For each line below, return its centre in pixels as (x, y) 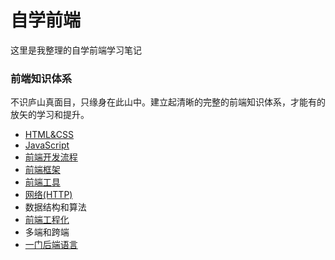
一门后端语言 (51, 245)
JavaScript (47, 145)
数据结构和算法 (55, 207)
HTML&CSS (49, 135)
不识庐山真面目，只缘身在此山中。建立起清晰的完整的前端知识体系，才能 (159, 102)
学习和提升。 (63, 115)
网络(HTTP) (48, 195)
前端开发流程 (51, 157)
